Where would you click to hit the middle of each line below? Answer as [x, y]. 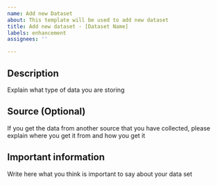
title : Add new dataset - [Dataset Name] [68, 26]
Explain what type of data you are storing [66, 90]
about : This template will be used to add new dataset [88, 20]
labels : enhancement [37, 33]
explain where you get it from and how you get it [76, 135]
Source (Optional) [46, 111]
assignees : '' [28, 39]
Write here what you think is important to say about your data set [100, 174]
